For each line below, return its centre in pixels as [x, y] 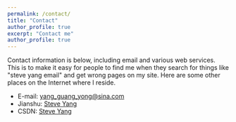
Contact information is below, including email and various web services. [112, 60]
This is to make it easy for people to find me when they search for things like [118, 68]
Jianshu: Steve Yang [47, 104]
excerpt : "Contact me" [41, 33]
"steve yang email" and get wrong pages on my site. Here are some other [114, 75]
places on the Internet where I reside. [62, 83]
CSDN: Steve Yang [44, 111]
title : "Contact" [33, 20]
